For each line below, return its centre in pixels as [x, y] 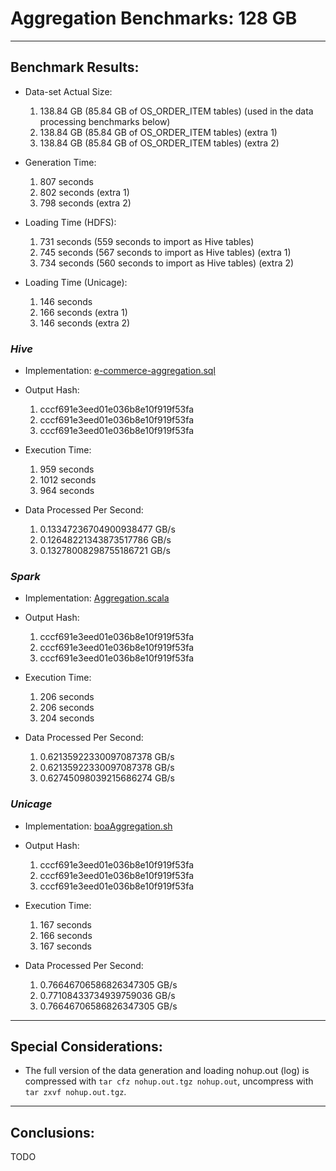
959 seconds [67, 469]
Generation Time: [60, 162]
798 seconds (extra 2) [85, 203]
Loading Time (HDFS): [70, 222]
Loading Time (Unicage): [76, 282]
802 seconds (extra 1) [84, 192]
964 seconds [67, 491]
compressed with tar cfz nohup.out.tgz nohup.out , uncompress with [169, 1081]
